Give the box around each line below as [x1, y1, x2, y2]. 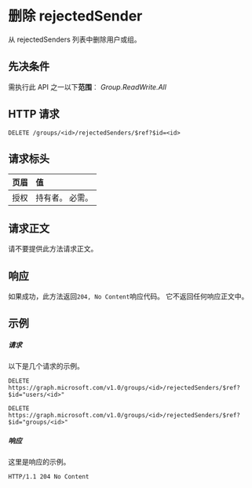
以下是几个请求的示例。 [8, 361, 84, 371]
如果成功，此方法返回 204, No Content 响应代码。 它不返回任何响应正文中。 [8, 292, 249, 301]
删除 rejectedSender [8, 7, 143, 25]
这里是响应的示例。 [8, 457, 71, 467]
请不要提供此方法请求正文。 [8, 244, 98, 254]
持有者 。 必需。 [35, 193, 93, 204]
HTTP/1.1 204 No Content [8, 473, 89, 481]
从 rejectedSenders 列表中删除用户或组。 [8, 35, 141, 44]
